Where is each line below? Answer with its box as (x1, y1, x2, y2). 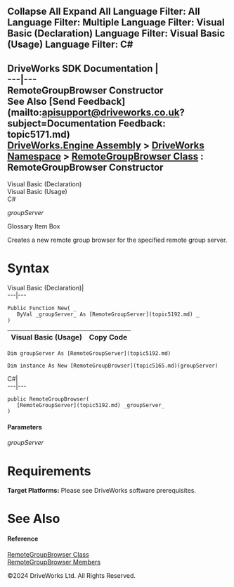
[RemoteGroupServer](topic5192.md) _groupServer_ (16, 402, 165, 409)
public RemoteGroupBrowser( (7, 396, 90, 403)
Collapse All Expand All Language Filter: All (7, 6, 200, 18)
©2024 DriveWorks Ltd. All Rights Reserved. (7, 571, 136, 579)
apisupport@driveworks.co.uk (41, 106, 180, 118)
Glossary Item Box (7, 222, 60, 231)
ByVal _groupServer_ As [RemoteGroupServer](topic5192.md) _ (16, 311, 200, 318)
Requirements (7, 463, 91, 479)
